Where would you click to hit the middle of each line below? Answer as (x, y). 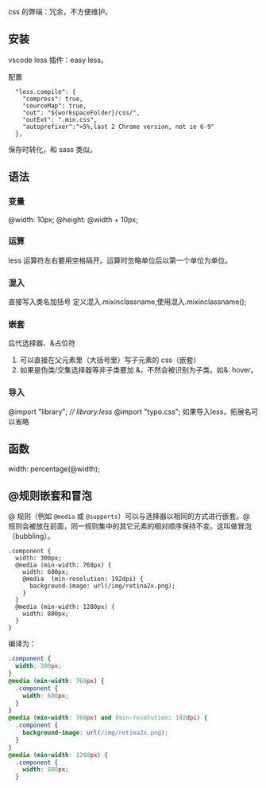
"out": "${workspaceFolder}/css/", (81, 113)
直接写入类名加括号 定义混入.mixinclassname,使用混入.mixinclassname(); (127, 302)
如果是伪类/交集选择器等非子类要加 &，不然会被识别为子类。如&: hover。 (139, 370)
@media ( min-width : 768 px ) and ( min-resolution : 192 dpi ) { (108, 718)
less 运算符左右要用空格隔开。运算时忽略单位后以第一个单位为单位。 (120, 260)
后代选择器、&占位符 (42, 343)
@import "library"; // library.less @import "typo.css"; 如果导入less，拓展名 (130, 412)
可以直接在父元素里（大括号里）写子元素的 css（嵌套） (110, 360)
